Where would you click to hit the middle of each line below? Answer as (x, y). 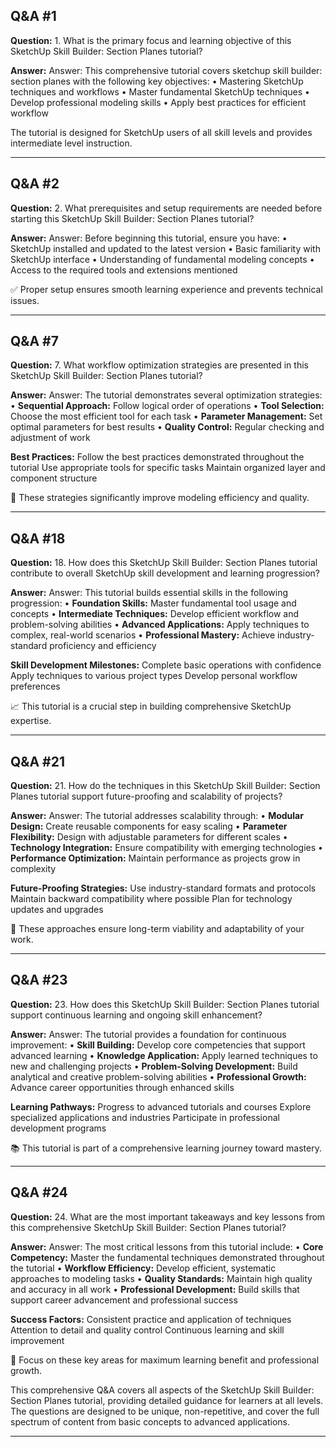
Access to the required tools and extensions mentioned (124, 270)
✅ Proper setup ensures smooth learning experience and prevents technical (166, 289)
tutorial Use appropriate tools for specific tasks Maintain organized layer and (168, 468)
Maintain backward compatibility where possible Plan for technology (151, 899)
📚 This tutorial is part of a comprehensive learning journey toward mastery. (166, 1148)
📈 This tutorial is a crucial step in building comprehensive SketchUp (151, 706)
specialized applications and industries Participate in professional (145, 1117)
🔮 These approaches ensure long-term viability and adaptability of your (157, 929)
